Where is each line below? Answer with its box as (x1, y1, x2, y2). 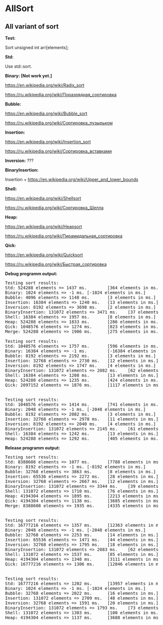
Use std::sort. (5, 64, 33, 69)
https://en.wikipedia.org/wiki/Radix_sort (5, 82, 85, 88)
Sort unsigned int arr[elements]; (5, 45, 69, 50)
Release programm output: (5, 445, 61, 450)
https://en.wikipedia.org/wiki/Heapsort (5, 224, 82, 229)
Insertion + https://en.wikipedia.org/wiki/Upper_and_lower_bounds (5, 177, 138, 182)
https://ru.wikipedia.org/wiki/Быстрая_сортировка (5, 261, 107, 267)
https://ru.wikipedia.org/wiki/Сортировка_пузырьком (5, 120, 113, 125)
